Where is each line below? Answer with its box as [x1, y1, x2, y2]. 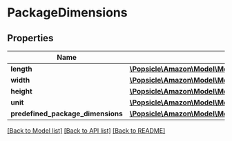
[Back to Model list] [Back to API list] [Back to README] [7, 127, 166, 135]
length [10, 64, 32, 74]
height [10, 87, 32, 96]
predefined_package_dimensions [10, 109, 123, 118]
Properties [7, 32, 54, 44]
